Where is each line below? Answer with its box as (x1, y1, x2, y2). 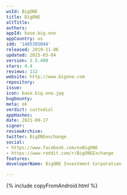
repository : (6, 80, 35, 85)
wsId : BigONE (6, 8, 38, 15)
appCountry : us (6, 36, 43, 42)
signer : (6, 123, 25, 129)
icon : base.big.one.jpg (6, 90, 64, 96)
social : (6, 139, 25, 145)
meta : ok (6, 101, 28, 107)
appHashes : (6, 112, 33, 118)
